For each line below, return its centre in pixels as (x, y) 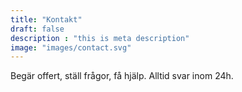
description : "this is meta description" (100, 38)
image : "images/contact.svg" (71, 47)
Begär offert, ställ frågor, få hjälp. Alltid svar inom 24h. (122, 76)
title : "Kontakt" (46, 19)
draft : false (37, 29)
